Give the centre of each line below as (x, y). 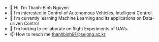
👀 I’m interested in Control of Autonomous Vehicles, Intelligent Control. (81, 13)
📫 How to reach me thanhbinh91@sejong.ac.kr (58, 34)
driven (16, 23)
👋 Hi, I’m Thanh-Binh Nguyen (39, 8)
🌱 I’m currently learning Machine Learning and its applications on (76, 18)
